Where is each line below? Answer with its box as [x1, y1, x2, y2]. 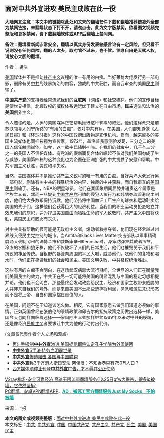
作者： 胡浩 [5, 64, 28, 70]
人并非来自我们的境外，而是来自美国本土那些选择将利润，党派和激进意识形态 [5, 286, 159, 292]
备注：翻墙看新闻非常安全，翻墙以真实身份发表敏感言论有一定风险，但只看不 [5, 41, 159, 47]
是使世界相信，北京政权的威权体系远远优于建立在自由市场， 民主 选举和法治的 [5, 103, 159, 109]
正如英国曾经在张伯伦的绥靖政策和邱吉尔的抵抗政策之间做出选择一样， [13, 308, 155, 314]
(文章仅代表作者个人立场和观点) [5, 331, 68, 337]
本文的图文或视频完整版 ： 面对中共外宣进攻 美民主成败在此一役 [5, 415, 130, 421]
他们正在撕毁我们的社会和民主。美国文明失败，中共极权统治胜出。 [18, 257, 150, 263]
